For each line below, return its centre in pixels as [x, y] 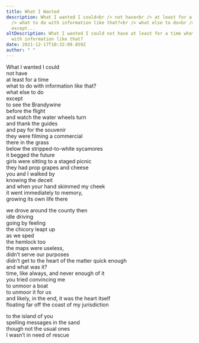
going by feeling [26, 223]
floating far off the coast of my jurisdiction [57, 305]
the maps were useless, [35, 248]
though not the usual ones [38, 328]
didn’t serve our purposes [38, 254]
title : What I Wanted [33, 12]
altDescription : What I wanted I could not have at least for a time [94, 34]
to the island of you [30, 316]
